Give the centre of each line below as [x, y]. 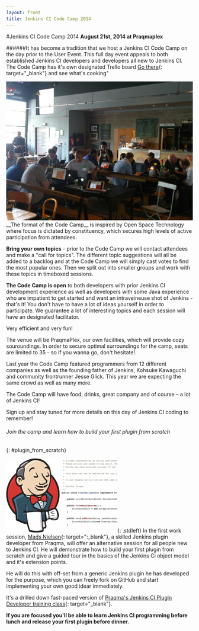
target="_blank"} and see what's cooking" [57, 73]
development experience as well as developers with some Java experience [98, 292]
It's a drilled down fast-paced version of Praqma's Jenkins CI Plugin [89, 597]
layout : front [24, 12]
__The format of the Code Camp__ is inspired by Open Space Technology [95, 225]
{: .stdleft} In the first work [150, 530]
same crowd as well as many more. [49, 383]
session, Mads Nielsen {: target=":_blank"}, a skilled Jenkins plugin [87, 537]
